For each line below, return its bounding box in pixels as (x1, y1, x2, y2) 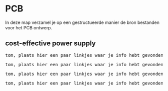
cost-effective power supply (5, 39, 96, 48)
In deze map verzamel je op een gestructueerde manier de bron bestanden (5, 19, 160, 25)
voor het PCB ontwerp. (5, 24, 52, 30)
